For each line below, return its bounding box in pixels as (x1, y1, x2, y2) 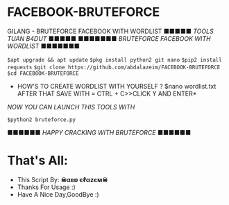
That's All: (7, 153, 68, 168)
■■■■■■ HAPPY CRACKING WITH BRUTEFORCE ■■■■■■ (7, 128, 192, 136)
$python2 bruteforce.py (7, 116, 76, 123)
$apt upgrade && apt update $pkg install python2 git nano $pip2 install (7, 56, 222, 63)
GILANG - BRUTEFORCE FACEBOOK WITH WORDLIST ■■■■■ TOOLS (7, 27, 214, 35)
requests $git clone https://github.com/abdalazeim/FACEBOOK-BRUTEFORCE (7, 64, 221, 71)
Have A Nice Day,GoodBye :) (17, 190, 99, 198)
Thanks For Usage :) (17, 183, 76, 191)
